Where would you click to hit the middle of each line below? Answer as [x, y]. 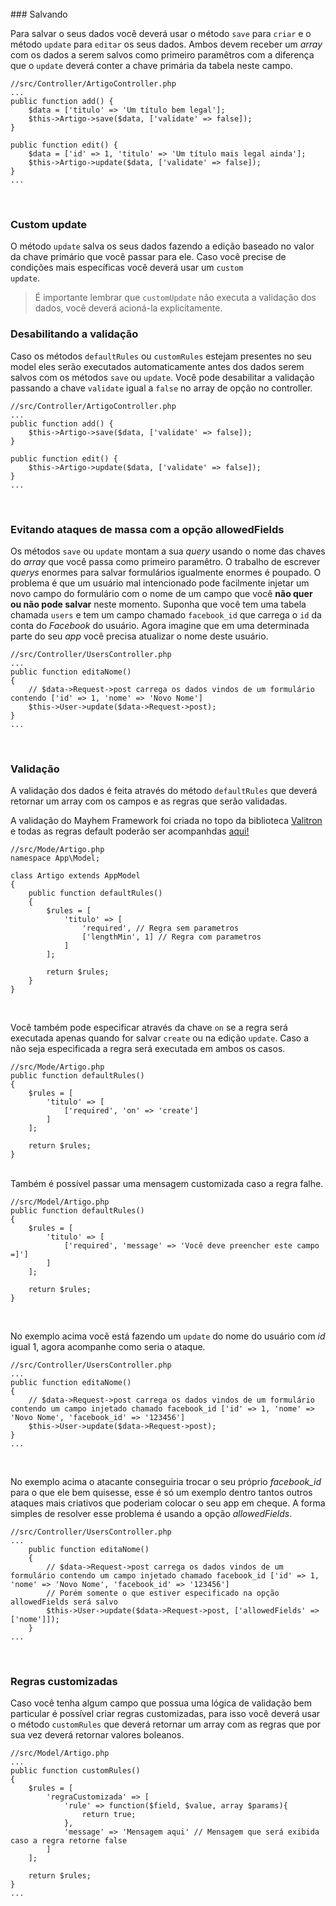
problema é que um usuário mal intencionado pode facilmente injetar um [160, 583]
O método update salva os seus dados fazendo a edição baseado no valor [162, 246]
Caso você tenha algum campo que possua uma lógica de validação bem [161, 1703]
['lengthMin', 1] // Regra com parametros [171, 937]
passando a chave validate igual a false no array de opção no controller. [161, 388]
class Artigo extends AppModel [75, 876]
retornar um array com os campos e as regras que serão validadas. [149, 801]
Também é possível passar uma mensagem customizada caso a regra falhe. [167, 1184]
